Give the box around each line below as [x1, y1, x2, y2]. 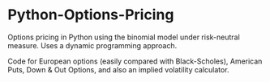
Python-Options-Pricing [7, 6, 174, 24]
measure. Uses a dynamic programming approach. [7, 40, 178, 50]
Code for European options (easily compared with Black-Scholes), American [7, 56, 263, 66]
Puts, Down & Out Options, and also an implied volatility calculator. [7, 64, 229, 74]
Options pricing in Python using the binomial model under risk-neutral [7, 32, 240, 42]
